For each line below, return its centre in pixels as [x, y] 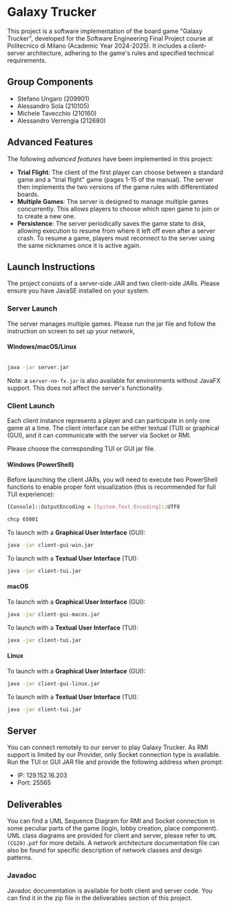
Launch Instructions [51, 267]
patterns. [20, 857]
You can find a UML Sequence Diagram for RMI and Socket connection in [111, 821]
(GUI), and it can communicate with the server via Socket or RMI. [99, 435]
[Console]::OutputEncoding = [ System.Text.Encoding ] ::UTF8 [94, 507]
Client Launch [31, 406]
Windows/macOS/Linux [42, 347]
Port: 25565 [34, 783]
